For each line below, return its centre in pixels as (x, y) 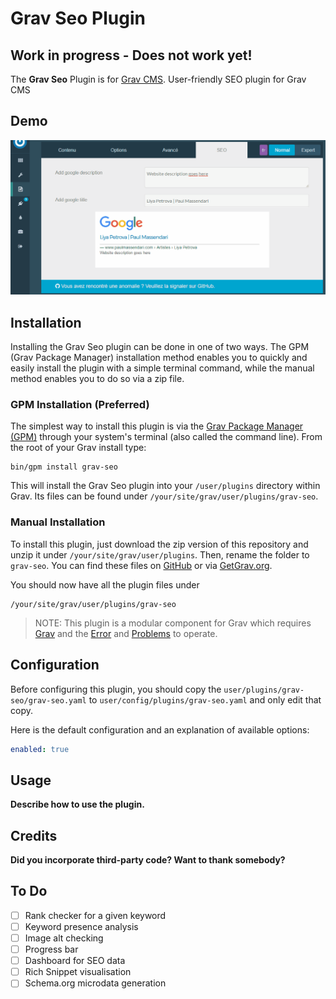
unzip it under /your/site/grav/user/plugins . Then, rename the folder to (160, 554)
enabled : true (40, 749)
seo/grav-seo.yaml (48, 700)
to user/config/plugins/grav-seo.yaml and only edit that (205, 699)
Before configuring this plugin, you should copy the (116, 689)
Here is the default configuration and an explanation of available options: (160, 729)
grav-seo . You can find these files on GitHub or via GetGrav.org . (141, 565)
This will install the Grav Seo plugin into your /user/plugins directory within (165, 486)
